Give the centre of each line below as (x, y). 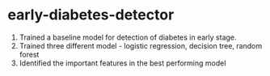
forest (29, 54)
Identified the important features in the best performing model (122, 63)
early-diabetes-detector (91, 15)
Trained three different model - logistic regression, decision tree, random (141, 45)
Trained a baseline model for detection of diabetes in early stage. (128, 37)
